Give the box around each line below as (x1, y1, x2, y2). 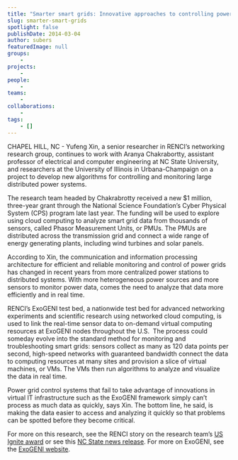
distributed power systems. (7, 180, 87, 188)
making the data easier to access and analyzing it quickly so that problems (7, 408, 225, 417)
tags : (7, 116, 23, 123)
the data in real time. (7, 372, 67, 380)
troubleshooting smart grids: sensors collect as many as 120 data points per (7, 341, 229, 350)
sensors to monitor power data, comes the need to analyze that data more (7, 283, 224, 291)
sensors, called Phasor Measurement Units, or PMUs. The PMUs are (7, 224, 207, 232)
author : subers (7, 37, 52, 44)
